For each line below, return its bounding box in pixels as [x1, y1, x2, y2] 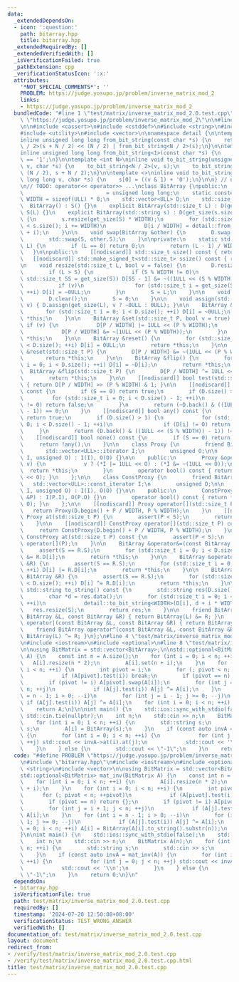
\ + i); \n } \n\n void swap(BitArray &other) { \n [20, 229, 186, 236]
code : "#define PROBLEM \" [14, 752, 94, 759]
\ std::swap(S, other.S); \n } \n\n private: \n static [20, 236, 218, 243]
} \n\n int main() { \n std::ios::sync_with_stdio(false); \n [20, 831, 205, 839]
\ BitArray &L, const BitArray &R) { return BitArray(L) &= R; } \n [20, 613, 224, 620]
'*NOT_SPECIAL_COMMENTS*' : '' [20, 83, 110, 90]
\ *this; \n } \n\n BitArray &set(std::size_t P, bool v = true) [20, 315, 231, 323]
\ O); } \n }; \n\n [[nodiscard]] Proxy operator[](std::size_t [20, 500, 228, 508]
